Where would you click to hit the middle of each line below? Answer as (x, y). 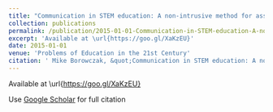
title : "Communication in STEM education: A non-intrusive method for (130, 16)
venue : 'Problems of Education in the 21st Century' (100, 53)
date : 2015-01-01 (38, 46)
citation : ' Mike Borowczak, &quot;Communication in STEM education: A (132, 61)
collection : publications (52, 23)
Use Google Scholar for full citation (67, 99)
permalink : (27, 31)
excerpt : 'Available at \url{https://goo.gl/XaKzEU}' (102, 38)
